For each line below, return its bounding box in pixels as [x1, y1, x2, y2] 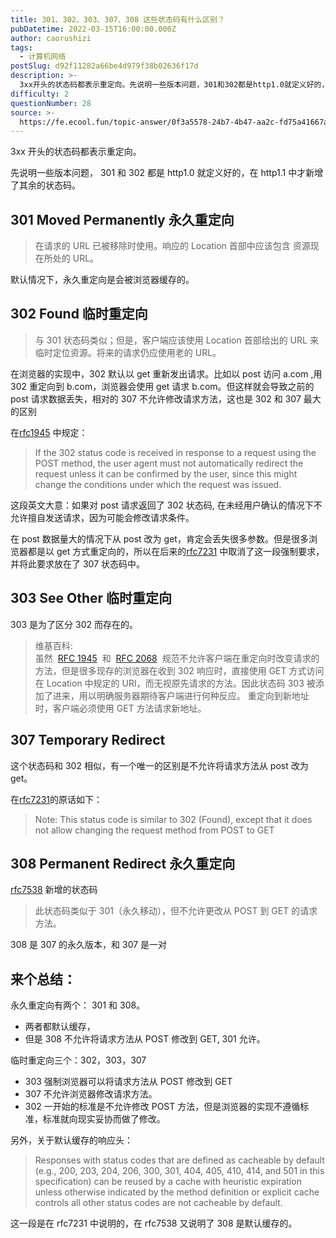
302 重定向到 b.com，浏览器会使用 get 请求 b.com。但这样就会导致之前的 [10, 380, 315, 392]
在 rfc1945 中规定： [10, 426, 88, 438]
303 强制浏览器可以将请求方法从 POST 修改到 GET [24, 1076, 233, 1088]
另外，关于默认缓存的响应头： [10, 1134, 133, 1146]
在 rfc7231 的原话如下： [10, 793, 103, 805]
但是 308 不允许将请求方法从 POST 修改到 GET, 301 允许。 [24, 1033, 266, 1045]
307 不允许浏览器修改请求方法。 [24, 1088, 158, 1100]
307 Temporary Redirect [10, 732, 166, 749]
